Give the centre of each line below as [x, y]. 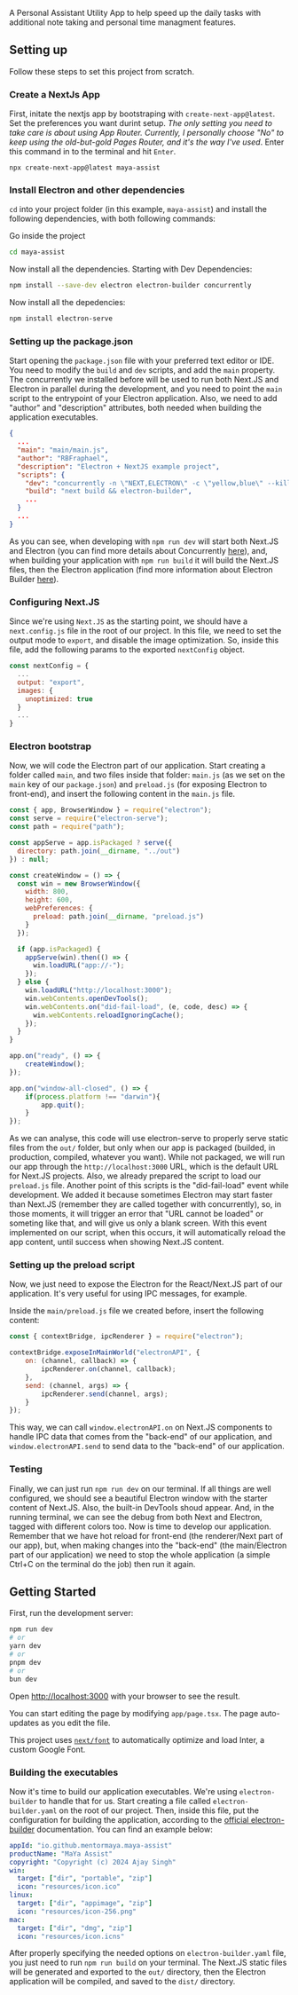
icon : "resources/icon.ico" [69, 1887]
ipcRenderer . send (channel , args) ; [105, 1394]
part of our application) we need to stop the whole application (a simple [140, 1554]
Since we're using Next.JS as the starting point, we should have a [129, 621]
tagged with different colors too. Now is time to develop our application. [141, 1526]
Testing [26, 1470]
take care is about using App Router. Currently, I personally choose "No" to [146, 133]
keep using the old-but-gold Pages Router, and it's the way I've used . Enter [147, 142]
